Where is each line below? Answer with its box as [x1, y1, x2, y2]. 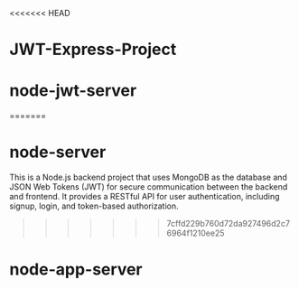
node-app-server [9, 259, 143, 280]
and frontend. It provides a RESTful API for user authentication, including [9, 191, 280, 202]
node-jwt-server [9, 80, 137, 101]
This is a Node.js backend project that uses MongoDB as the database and [9, 172, 287, 183]
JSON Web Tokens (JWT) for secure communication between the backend [9, 181, 288, 192]
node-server [9, 142, 107, 163]
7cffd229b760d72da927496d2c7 [166, 218, 291, 229]
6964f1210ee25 [166, 228, 225, 238]
